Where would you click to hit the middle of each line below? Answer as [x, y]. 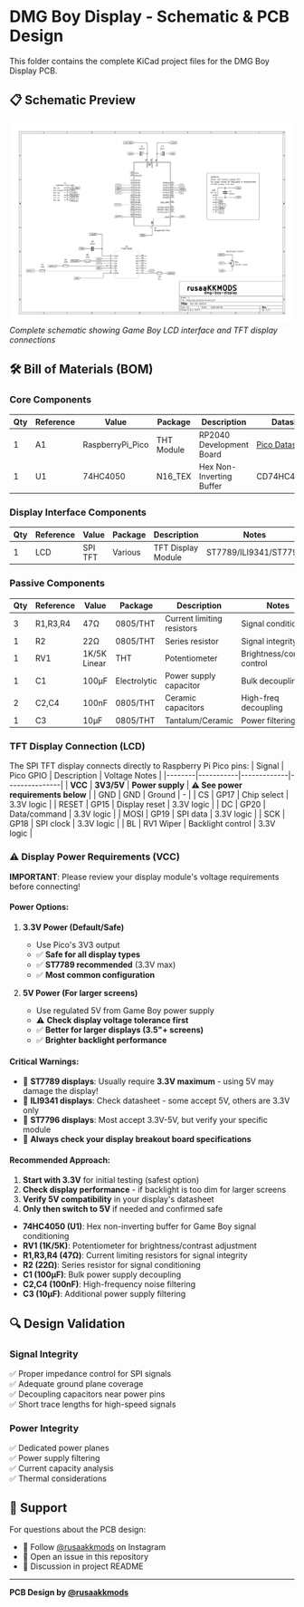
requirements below [48, 795]
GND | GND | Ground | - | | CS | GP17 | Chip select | [194, 795]
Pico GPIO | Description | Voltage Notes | [85, 776]
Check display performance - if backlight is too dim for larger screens [154, 1190]
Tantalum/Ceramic [199, 720]
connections [33, 339]
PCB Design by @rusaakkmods [69, 1592]
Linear [95, 663]
